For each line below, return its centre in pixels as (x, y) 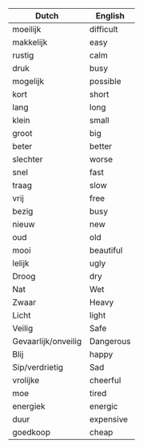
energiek (29, 406)
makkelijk (30, 42)
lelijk (21, 263)
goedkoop (31, 432)
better (101, 146)
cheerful (105, 380)
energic (103, 406)
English (110, 16)
